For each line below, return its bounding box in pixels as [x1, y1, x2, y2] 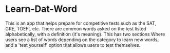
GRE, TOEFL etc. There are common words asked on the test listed [5, 25, 146, 31]
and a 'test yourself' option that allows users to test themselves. [5, 42, 141, 48]
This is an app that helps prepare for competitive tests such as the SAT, [5, 20, 157, 26]
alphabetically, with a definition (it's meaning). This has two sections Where [5, 31, 165, 37]
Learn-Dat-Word [5, 3, 78, 15]
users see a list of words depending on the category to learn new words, [5, 37, 159, 43]
